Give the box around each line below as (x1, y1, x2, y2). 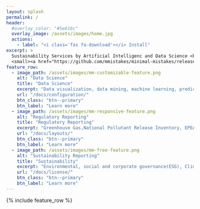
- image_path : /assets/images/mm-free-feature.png (11, 147, 140, 153)
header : (6, 20, 26, 26)
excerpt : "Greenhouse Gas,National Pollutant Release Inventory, (17, 125, 183, 131)
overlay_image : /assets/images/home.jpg (11, 31, 113, 37)
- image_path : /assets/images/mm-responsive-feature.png (11, 108, 156, 114)
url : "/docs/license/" (17, 169, 73, 176)
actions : (11, 36, 33, 42)
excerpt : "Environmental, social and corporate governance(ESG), (17, 164, 183, 170)
